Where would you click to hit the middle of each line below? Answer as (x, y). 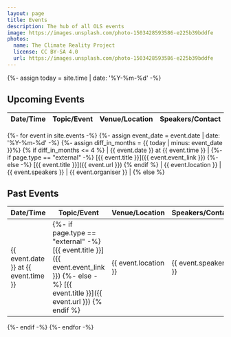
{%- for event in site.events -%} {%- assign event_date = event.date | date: (113, 135)
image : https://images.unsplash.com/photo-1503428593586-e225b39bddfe (110, 33)
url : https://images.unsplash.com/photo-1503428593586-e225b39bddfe (113, 58)
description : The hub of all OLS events (66, 26)
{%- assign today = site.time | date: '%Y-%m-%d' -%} (84, 78)
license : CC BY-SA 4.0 (46, 52)
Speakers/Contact (190, 119)
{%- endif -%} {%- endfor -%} (51, 327)
